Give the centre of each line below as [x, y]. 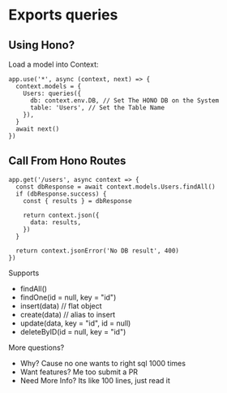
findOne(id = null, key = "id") [68, 297]
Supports [24, 273]
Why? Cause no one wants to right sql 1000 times [103, 363]
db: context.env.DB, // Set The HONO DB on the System [124, 101]
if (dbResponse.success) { [61, 194]
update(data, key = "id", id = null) [75, 323]
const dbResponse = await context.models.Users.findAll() [116, 187]
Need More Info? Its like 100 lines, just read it [95, 380]
